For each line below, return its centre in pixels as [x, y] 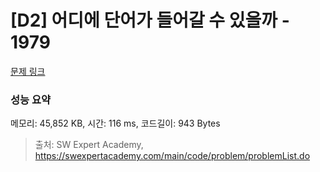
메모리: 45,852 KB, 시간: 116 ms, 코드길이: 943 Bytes [115, 123]
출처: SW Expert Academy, [89, 145]
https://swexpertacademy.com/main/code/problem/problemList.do [172, 156]
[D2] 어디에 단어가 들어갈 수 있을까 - [150, 20]
